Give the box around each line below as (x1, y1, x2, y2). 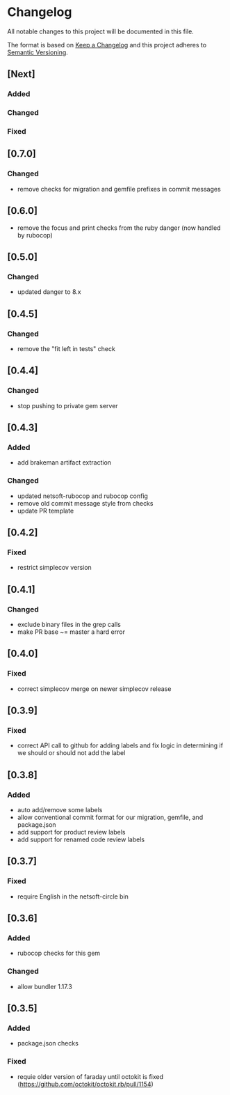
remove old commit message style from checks (17, 499, 154, 507)
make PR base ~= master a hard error (17, 628, 125, 636)
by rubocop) (17, 231, 54, 239)
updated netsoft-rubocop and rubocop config (17, 492, 148, 500)
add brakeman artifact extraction (17, 458, 112, 467)
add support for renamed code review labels (17, 835, 145, 844)
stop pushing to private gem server (17, 401, 118, 410)
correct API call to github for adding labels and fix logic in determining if (17, 741, 224, 750)
